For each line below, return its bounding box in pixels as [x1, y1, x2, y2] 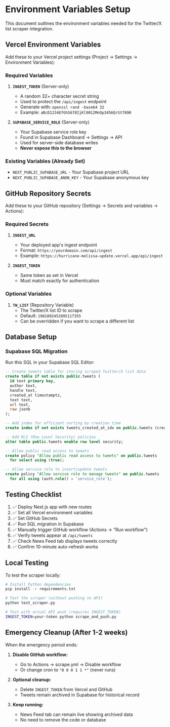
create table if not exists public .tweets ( [5, 374, 101, 379]
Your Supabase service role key [20, 129, 87, 135]
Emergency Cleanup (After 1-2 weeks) [5, 628, 128, 637]
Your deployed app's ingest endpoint [20, 242, 97, 248]
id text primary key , [10, 379, 56, 384]
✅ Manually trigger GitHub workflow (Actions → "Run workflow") [12, 527, 148, 533]
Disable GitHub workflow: [12, 652, 68, 658]
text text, [10, 397, 33, 402]
